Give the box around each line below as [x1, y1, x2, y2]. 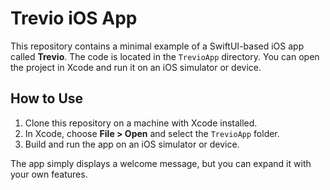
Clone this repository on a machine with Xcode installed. [24, 117, 258, 129]
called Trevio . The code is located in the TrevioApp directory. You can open [10, 50, 320, 62]
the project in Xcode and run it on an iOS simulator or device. [10, 61, 262, 73]
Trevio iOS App [10, 7, 138, 30]
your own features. [10, 168, 88, 180]
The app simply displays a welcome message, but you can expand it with [10, 157, 312, 169]
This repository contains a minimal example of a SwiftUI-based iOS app [10, 40, 305, 52]
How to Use [10, 90, 84, 107]
